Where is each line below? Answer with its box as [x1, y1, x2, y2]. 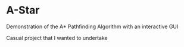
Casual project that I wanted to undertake [6, 34, 108, 41]
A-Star [6, 4, 40, 17]
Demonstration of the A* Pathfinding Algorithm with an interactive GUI [6, 23, 179, 30]
